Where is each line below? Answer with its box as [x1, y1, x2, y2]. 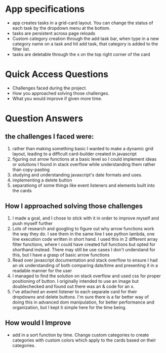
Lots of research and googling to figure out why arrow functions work [12, 225, 154, 231]
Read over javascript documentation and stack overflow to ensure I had [12, 257, 158, 263]
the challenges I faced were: [5, 132, 94, 141]
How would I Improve [5, 319, 71, 327]
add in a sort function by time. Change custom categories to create [12, 332, 149, 338]
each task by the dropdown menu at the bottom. [12, 25, 111, 31]
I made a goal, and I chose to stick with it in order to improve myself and [12, 215, 159, 221]
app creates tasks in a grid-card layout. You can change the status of [12, 20, 153, 26]
